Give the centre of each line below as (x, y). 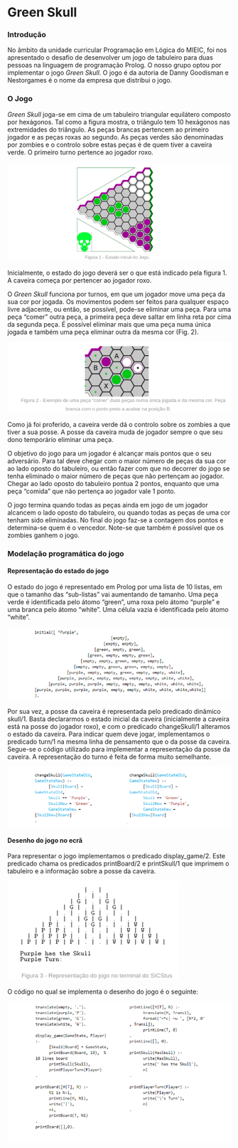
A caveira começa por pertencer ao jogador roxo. (80, 280)
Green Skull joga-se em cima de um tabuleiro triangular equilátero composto (119, 114)
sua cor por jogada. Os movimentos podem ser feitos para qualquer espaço (118, 301)
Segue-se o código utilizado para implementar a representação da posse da (119, 749)
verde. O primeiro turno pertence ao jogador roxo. (81, 152)
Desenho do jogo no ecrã (45, 840)
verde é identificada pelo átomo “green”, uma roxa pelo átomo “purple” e (114, 601)
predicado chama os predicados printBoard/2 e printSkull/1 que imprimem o (118, 864)
